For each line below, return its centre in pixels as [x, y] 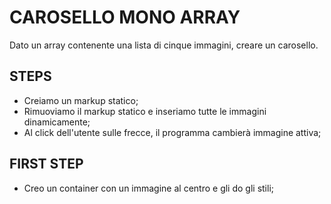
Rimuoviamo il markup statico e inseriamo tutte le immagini [145, 111]
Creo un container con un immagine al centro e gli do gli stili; [149, 188]
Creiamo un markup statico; [81, 100]
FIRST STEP [46, 164]
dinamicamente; [57, 122]
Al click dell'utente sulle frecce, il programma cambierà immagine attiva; [172, 132]
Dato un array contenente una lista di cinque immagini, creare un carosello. [164, 45]
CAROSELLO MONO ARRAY [125, 17]
